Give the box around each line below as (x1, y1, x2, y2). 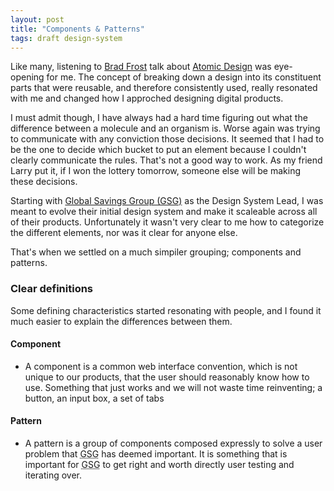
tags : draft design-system (10, 33, 123, 43)
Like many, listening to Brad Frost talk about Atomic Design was (10, 61, 272, 73)
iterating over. (24, 469, 82, 481)
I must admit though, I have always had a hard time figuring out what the (10, 112, 308, 124)
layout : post (10, 14, 65, 25)
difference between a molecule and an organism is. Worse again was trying (10, 122, 321, 135)
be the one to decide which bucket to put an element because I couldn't (10, 144, 307, 156)
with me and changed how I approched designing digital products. (10, 92, 284, 105)
